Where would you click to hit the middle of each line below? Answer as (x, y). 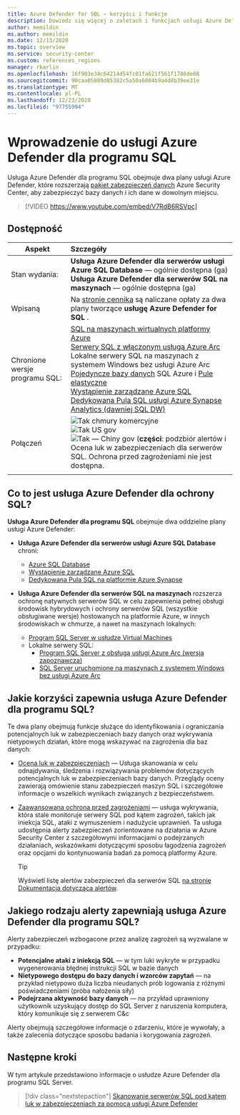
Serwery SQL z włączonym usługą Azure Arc (145, 346)
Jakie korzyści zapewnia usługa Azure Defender (117, 698)
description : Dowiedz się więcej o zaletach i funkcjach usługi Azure (115, 21)
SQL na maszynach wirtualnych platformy (140, 329)
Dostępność (35, 229)
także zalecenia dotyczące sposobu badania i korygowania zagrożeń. (110, 1035)
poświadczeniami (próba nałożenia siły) (76, 991)
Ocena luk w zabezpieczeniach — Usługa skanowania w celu (107, 763)
